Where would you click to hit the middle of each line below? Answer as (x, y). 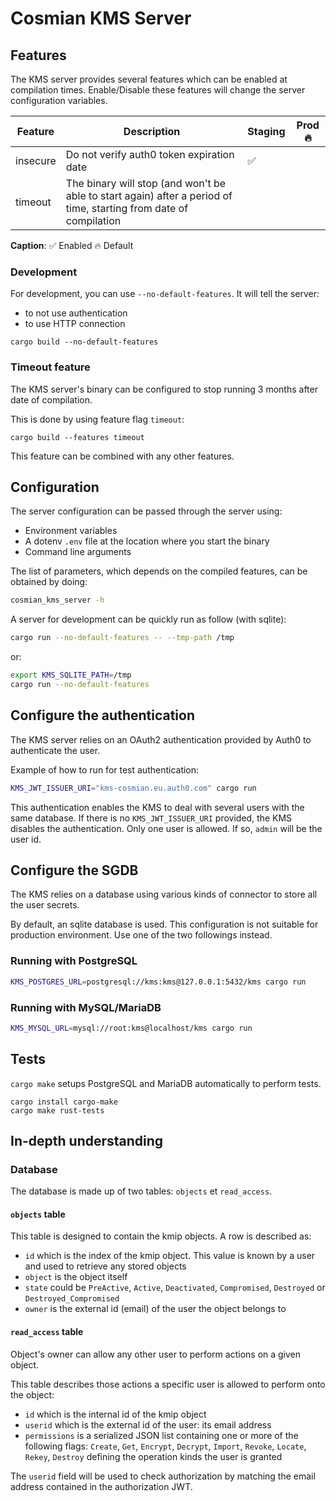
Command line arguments (78, 552)
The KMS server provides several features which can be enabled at (149, 79)
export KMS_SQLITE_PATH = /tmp (71, 675)
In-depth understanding (87, 1140)
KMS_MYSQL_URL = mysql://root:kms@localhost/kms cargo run (131, 1028)
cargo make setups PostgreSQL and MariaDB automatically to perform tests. (166, 1083)
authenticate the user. (55, 750)
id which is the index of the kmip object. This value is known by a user (170, 1256)
